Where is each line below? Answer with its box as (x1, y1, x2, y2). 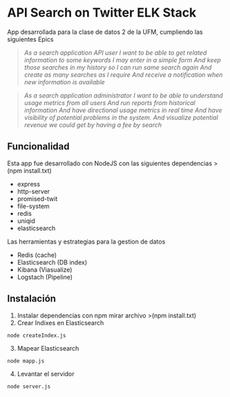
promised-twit (17, 194, 58, 203)
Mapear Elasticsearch (17, 344, 79, 352)
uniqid (17, 216, 36, 225)
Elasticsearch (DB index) (17, 258, 88, 266)
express (17, 180, 40, 188)
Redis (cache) (17, 250, 57, 259)
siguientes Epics (7, 35, 54, 43)
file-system (17, 202, 50, 210)
